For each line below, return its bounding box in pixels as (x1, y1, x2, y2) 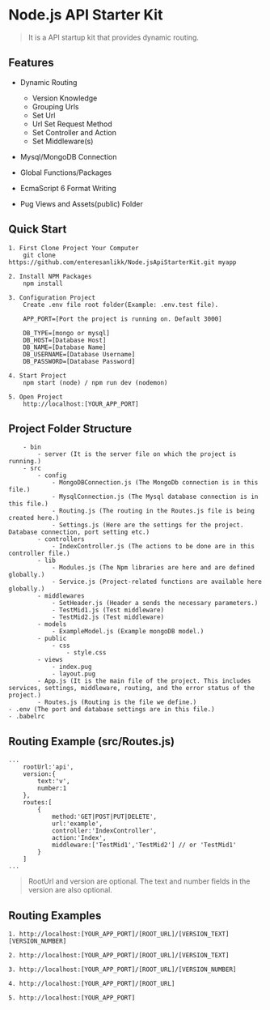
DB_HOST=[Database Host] (23, 336, 107, 344)
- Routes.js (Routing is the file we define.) (37, 698, 197, 706)
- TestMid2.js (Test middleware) (51, 613, 164, 621)
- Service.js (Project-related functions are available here (51, 577, 263, 586)
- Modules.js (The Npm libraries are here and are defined (51, 564, 255, 572)
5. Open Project (8, 393, 63, 401)
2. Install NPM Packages (8, 272, 92, 280)
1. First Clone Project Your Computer (8, 244, 139, 252)
